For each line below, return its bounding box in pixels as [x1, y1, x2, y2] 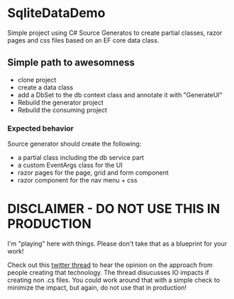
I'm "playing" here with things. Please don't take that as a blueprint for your [7, 239, 228, 248]
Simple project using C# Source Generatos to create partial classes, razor [7, 28, 223, 37]
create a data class [17, 83, 74, 92]
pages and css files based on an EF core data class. [7, 36, 160, 44]
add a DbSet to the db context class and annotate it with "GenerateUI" [17, 90, 223, 99]
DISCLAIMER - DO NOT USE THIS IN [7, 201, 221, 217]
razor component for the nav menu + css [17, 176, 138, 185]
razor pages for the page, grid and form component [17, 168, 169, 177]
